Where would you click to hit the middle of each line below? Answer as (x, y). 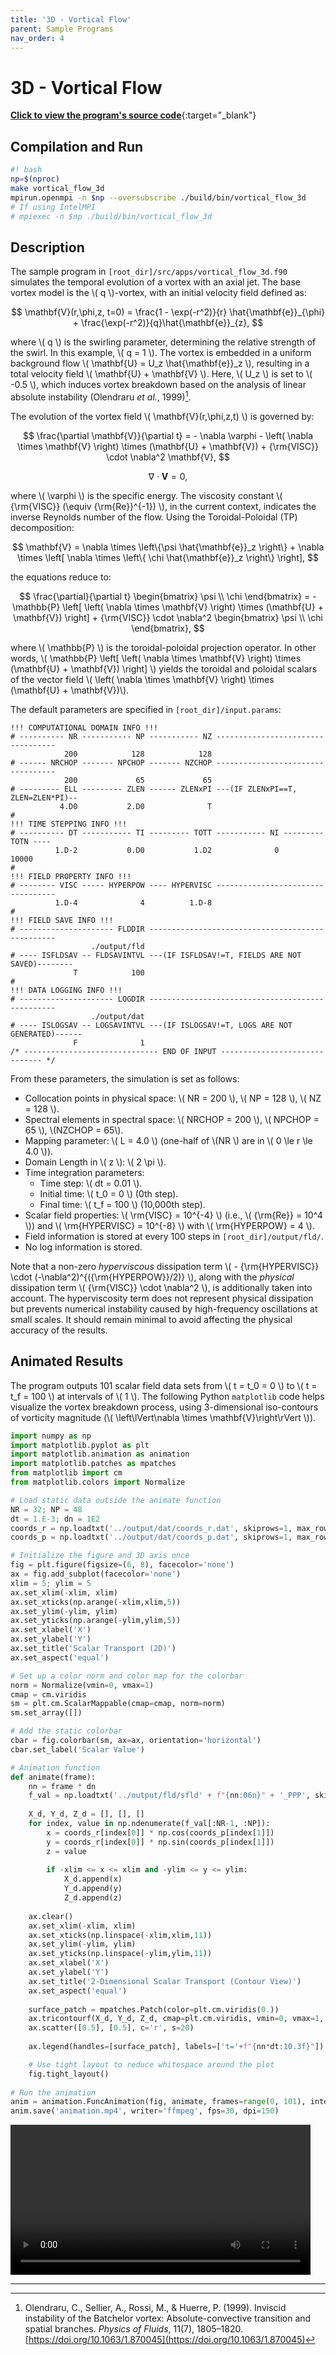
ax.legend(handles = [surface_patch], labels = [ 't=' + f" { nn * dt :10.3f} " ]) (176, 2047)
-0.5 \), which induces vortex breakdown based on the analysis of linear (158, 385)
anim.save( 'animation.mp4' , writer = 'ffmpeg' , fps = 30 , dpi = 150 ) (145, 2111)
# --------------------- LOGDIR (77, 999)
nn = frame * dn (62, 1786)
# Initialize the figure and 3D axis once (100, 1556)
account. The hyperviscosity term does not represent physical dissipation (162, 1298)
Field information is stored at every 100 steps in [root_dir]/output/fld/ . (174, 1236)
